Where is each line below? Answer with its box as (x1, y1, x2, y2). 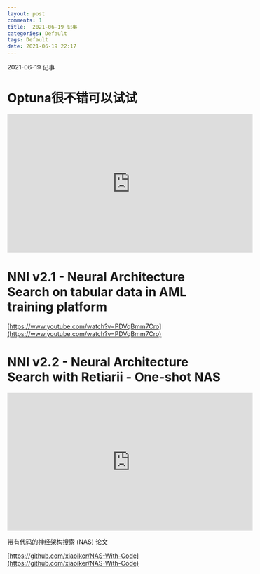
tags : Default (7, 36, 49, 44)
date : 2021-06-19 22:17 (7, 43, 77, 50)
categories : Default (7, 29, 68, 37)
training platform (7, 299, 107, 315)
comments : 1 (7, 17, 42, 24)
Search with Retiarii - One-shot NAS (7, 369, 221, 385)
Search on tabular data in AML (7, 284, 187, 300)
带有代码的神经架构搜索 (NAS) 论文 (7, 538, 109, 546)
